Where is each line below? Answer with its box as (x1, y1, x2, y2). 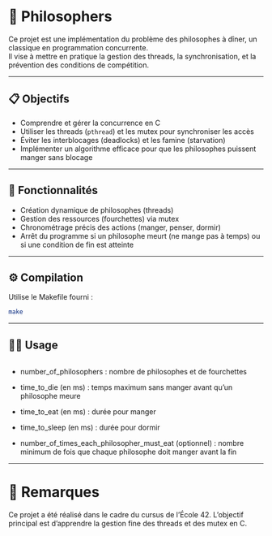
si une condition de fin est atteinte (19, 240, 134, 249)
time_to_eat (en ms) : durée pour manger (19, 407, 156, 417)
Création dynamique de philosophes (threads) (19, 205, 174, 214)
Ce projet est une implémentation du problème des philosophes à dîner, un (8, 34, 257, 44)
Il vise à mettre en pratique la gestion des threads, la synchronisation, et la (8, 51, 257, 61)
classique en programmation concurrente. (8, 42, 148, 52)
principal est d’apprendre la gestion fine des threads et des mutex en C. (8, 519, 248, 528)
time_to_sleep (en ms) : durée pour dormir (19, 422, 160, 433)
